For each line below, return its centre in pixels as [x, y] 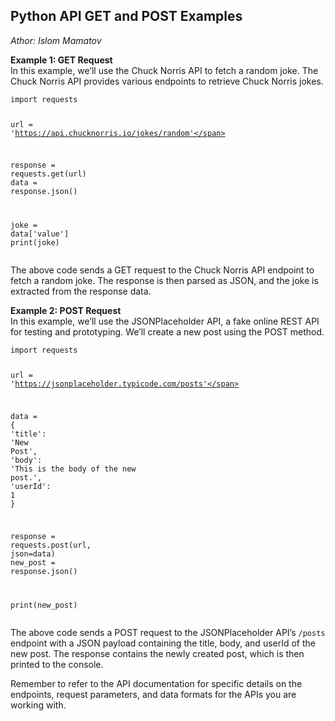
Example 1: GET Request [61, 60]
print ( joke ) [35, 243]
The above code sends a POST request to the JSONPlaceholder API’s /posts [168, 632]
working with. [38, 705]
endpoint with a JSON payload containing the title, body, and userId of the [163, 643]
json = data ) [33, 554]
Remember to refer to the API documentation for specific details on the [156, 683]
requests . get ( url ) [48, 174]
